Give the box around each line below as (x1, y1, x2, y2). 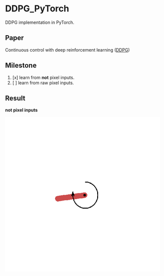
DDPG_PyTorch (5, 3, 69, 14)
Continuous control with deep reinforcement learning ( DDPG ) (5, 47, 130, 53)
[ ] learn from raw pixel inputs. (12, 80, 74, 86)
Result (5, 94, 26, 102)
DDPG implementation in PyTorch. (5, 19, 74, 25)
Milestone (5, 61, 37, 70)
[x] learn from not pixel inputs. (12, 74, 75, 80)
